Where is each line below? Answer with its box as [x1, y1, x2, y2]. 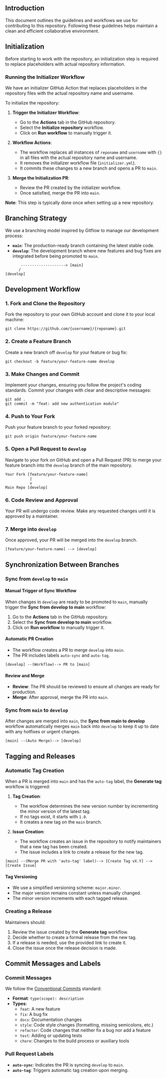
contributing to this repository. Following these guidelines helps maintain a [5, 23, 158, 29]
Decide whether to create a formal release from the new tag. [12, 934, 137, 940]
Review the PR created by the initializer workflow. [19, 185, 121, 191]
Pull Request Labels [5, 1050, 54, 1057]
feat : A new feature [19, 1006, 61, 1012]
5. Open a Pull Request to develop [5, 445, 87, 452]
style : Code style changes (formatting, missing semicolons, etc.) [19, 1022, 154, 1028]
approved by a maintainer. [5, 513, 59, 519]
